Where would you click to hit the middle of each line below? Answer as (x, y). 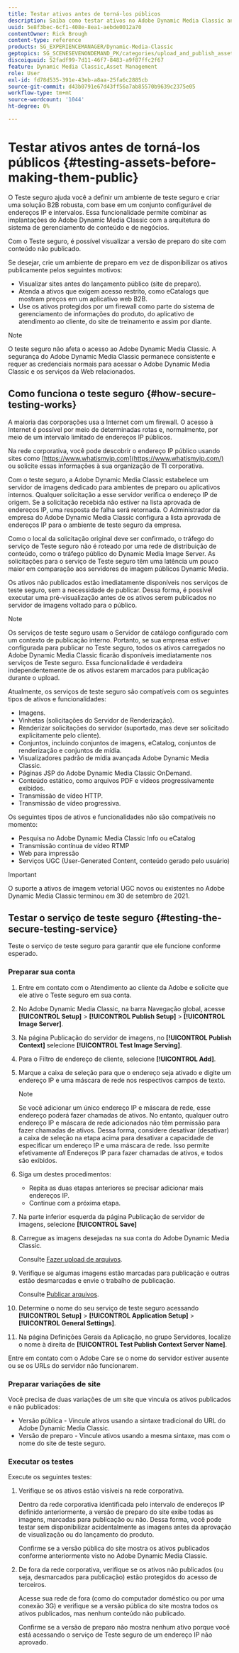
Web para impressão (49, 853)
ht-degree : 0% (29, 106)
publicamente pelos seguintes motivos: (65, 269)
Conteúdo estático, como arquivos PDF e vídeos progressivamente (116, 780)
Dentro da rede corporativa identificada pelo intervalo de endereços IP (122, 1505)
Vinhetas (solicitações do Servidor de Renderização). (96, 720)
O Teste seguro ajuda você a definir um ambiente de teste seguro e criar (114, 197)
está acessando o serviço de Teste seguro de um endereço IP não (115, 1635)
